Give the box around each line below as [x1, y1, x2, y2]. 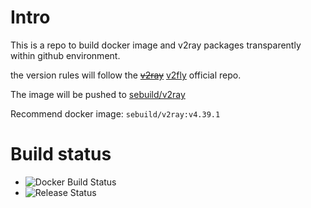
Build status [10, 143, 112, 166]
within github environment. [10, 49, 121, 61]
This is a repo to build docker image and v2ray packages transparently [10, 39, 302, 51]
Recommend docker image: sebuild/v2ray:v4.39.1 [10, 107, 221, 120]
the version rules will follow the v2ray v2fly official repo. [10, 69, 242, 81]
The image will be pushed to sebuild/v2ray [10, 88, 186, 100]
